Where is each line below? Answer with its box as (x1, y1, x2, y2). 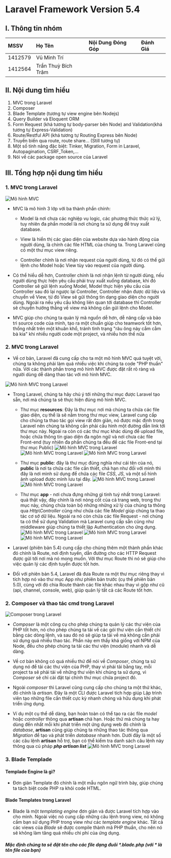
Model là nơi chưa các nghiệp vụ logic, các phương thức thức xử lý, (20, 215, 161, 222)
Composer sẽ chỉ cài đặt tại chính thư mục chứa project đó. (12, 675, 137, 681)
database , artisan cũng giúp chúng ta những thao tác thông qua (12, 727, 149, 733)
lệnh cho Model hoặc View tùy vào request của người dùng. (20, 262, 146, 268)
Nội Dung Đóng (89, 39, 127, 46)
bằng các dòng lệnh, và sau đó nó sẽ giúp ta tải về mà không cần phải (12, 632, 160, 639)
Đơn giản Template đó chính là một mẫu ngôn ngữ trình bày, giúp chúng (12, 780, 163, 786)
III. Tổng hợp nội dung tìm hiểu (5, 168, 103, 177)
